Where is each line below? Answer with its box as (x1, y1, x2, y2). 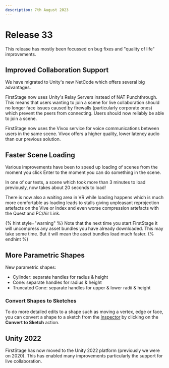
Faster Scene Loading (5, 151, 76, 159)
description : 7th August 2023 (5, 7, 69, 13)
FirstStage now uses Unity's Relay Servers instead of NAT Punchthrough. (5, 94, 158, 100)
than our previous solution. (5, 136, 61, 142)
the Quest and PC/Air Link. (5, 210, 61, 217)
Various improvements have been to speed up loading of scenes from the (5, 164, 158, 170)
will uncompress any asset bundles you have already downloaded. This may (5, 225, 163, 232)
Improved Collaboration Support (5, 66, 109, 74)
